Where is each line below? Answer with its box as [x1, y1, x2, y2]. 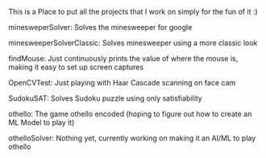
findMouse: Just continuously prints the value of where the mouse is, [8, 54, 239, 63]
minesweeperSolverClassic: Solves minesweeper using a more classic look [8, 38, 258, 48]
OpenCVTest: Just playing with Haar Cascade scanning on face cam [8, 78, 236, 87]
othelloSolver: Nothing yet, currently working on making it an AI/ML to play [8, 133, 256, 143]
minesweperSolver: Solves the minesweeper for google [8, 23, 193, 31]
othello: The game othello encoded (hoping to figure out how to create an [8, 109, 252, 118]
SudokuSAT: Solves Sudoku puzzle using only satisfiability [8, 94, 203, 103]
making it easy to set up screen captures [8, 62, 143, 72]
